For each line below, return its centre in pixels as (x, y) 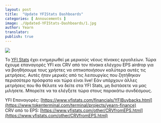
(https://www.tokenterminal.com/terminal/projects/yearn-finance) (71, 105)
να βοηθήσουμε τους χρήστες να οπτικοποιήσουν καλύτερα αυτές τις (76, 70)
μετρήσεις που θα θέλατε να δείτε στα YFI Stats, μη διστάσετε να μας (76, 85)
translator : (17, 32)
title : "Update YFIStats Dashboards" (44, 14)
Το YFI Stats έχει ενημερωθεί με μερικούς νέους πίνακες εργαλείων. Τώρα (81, 59)
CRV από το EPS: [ (24, 110)
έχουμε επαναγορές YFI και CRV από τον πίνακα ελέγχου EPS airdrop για (79, 65)
